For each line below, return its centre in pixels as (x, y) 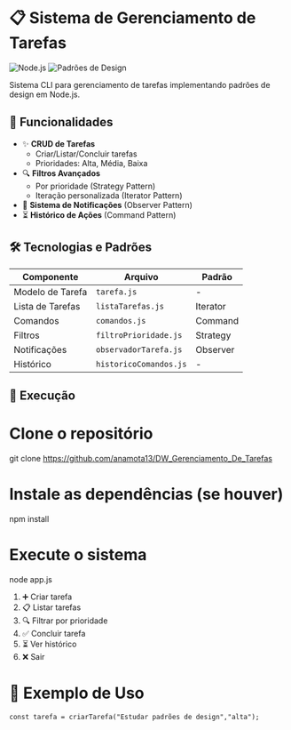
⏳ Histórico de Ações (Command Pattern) (99, 214)
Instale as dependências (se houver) (146, 494)
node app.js (31, 579)
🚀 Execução (42, 395)
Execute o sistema (78, 555)
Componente (50, 277)
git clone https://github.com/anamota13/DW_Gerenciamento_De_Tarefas (141, 458)
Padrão (217, 277)
